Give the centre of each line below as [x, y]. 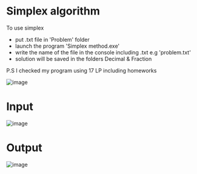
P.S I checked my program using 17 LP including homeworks [82, 70]
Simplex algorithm [53, 11]
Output [24, 148]
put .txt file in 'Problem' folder [52, 39]
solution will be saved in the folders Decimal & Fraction [83, 59]
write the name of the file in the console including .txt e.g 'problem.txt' [103, 52]
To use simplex [25, 28]
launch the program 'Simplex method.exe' [67, 46]
